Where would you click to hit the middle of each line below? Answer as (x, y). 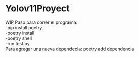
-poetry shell (19, 38)
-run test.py (17, 43)
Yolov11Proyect (38, 9)
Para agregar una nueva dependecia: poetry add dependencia (70, 49)
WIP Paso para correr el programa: (41, 22)
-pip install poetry (24, 27)
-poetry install (20, 33)
